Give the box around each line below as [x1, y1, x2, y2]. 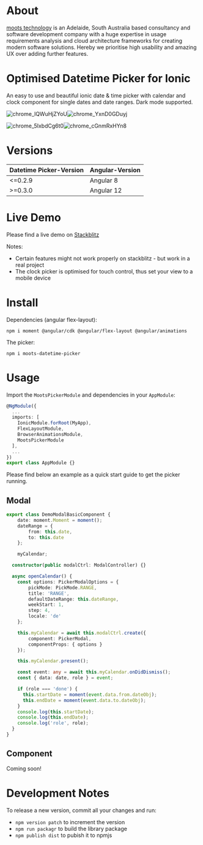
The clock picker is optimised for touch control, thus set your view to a [15, 267, 193, 275]
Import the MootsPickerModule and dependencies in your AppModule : [6, 391, 175, 399]
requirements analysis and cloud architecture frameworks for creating [6, 37, 182, 44]
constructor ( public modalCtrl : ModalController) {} [12, 562, 147, 568]
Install [6, 296, 39, 310]
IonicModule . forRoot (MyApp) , [17, 420, 92, 426]
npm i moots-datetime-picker [6, 350, 81, 356]
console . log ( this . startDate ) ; [17, 709, 95, 715]
